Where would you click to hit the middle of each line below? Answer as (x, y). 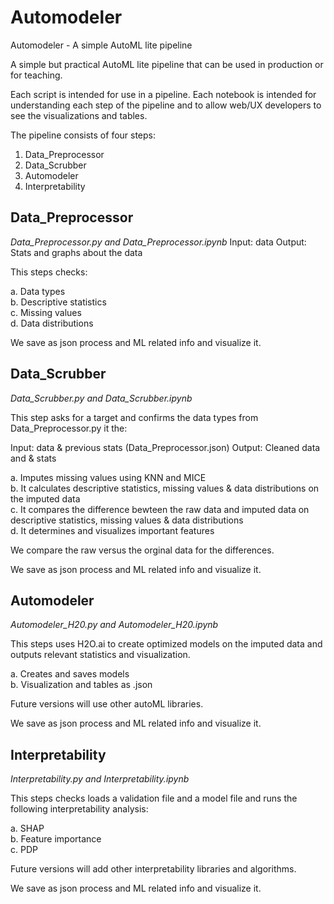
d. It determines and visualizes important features (112, 530)
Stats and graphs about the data (76, 252)
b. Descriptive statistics (58, 302)
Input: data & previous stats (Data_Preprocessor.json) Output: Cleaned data (165, 447)
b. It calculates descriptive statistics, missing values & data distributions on (165, 488)
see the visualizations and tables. (79, 115)
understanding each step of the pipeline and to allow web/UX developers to (166, 105)
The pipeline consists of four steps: (83, 135)
